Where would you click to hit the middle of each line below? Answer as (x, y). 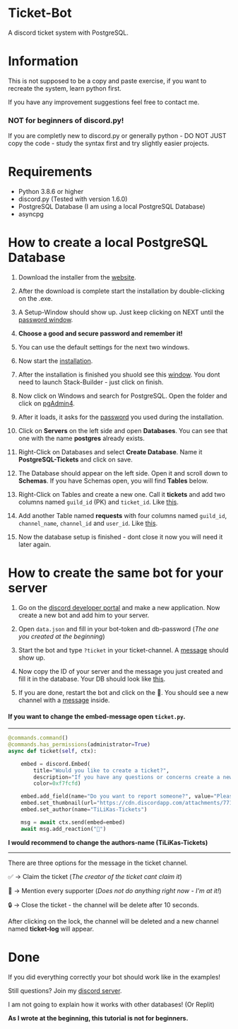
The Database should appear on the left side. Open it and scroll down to (123, 473)
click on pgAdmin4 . (46, 403)
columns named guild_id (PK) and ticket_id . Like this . (99, 502)
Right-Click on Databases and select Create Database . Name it (110, 452)
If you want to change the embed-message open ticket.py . (97, 716)
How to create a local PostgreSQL (108, 243)
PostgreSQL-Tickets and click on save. (76, 460)
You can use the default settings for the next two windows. (104, 347)
